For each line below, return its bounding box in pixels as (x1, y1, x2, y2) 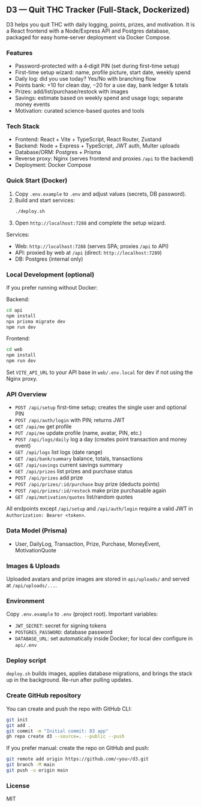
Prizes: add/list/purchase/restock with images (14, 88, 129, 95)
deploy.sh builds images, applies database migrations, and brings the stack (6, 670, 193, 677)
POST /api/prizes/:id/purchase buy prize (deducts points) (14, 481, 160, 488)
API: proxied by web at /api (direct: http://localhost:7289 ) (14, 249, 162, 256)
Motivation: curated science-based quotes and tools (14, 107, 145, 114)
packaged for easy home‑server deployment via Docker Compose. (6, 33, 171, 41)
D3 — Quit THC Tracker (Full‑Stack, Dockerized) (6, 5, 190, 15)
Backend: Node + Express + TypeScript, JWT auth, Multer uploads (14, 142, 180, 149)
